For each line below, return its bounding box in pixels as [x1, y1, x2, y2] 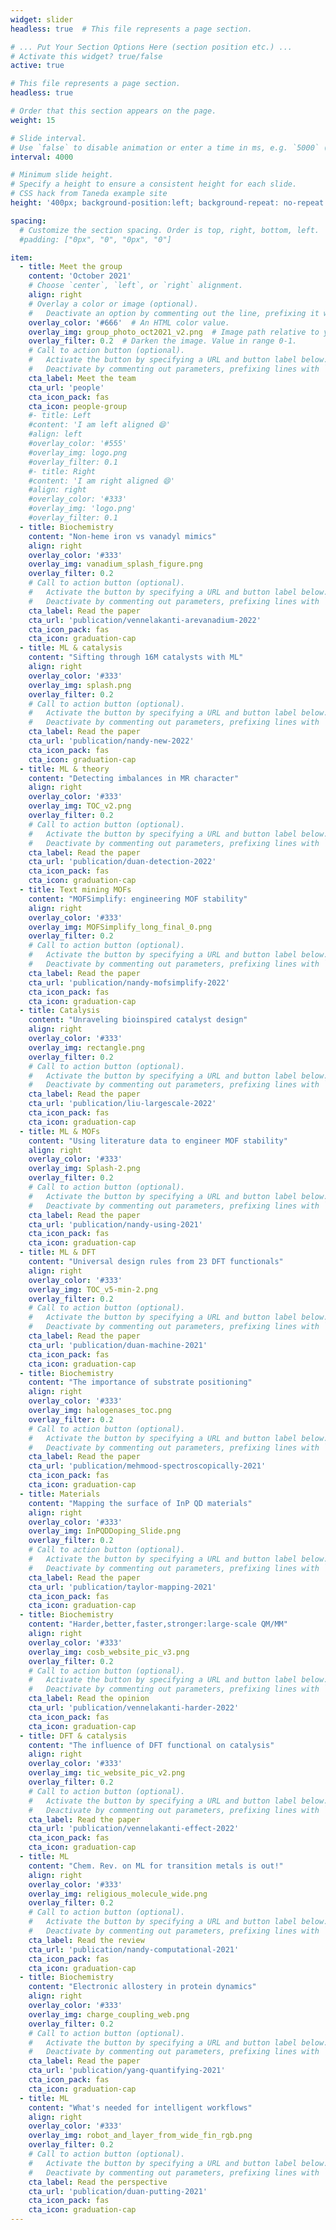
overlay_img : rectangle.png [28, 1042, 145, 1053]
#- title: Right [28, 466, 97, 476]
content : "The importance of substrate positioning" [28, 1377, 253, 1388]
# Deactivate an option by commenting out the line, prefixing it [28, 308, 320, 318]
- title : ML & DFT [19, 1247, 97, 1258]
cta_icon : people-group [28, 401, 128, 411]
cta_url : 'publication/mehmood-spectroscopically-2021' [28, 1461, 267, 1471]
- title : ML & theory [19, 764, 110, 774]
